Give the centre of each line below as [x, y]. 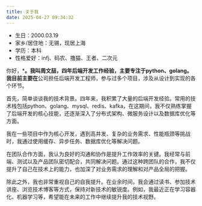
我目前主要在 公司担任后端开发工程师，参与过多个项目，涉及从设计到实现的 [98, 78]
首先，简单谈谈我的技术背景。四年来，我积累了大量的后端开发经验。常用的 [98, 98]
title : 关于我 [23, 12]
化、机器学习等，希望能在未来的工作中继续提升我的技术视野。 [83, 196]
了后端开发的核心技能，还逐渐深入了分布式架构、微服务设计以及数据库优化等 [101, 113]
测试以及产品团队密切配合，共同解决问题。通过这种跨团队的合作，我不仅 [106, 161]
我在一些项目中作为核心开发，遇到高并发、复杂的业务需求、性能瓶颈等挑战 [98, 133]
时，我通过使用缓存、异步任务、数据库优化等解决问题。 [75, 141]
